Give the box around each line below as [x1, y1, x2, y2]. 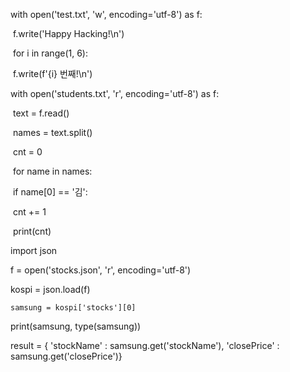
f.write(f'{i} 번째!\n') [12, 68, 93, 79]
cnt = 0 [12, 146, 43, 158]
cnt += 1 [12, 206, 47, 218]
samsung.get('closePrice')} [10, 350, 123, 362]
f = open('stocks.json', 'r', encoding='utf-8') [10, 264, 192, 276]
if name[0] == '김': [12, 186, 88, 198]
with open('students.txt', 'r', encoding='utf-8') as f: [10, 88, 220, 99]
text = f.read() [12, 107, 70, 119]
